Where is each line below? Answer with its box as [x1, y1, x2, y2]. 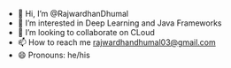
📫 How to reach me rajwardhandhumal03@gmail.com [17, 37, 217, 48]
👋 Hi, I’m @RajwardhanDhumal [17, 9, 129, 19]
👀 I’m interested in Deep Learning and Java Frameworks [17, 18, 222, 28]
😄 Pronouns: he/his [17, 49, 90, 60]
